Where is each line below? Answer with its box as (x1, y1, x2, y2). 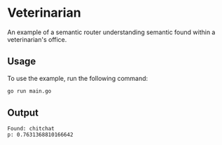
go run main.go (7, 87, 52, 95)
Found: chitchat (7, 125, 55, 132)
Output (7, 107, 39, 119)
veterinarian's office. (7, 35, 67, 43)
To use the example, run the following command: (7, 74, 148, 82)
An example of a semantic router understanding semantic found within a (7, 28, 216, 36)
